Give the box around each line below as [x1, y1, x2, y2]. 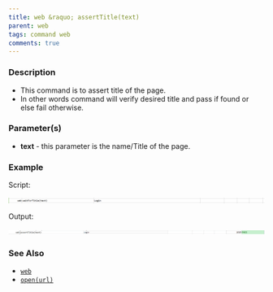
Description [8, 67, 56, 78]
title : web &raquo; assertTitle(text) [8, 13, 140, 21]
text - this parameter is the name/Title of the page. [19, 141, 191, 150]
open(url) [19, 277, 54, 285]
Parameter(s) [8, 123, 63, 134]
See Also [8, 248, 45, 259]
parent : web [8, 21, 49, 30]
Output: [8, 211, 34, 221]
